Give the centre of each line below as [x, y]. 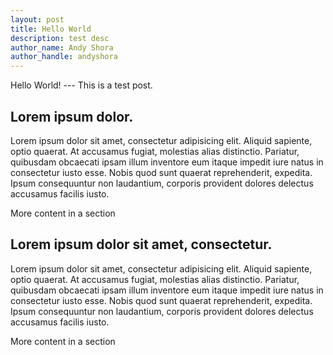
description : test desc [60, 38]
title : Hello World [51, 29]
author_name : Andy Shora [62, 47]
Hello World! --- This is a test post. [81, 85]
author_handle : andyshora [64, 57]
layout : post [37, 19]
